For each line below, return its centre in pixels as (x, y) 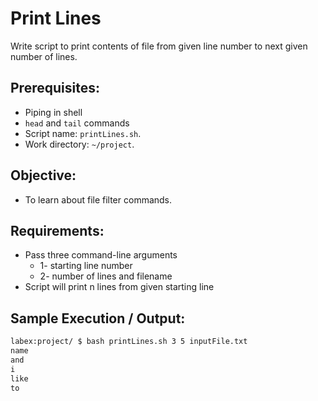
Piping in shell (53, 112)
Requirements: (57, 230)
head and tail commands (77, 123)
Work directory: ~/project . (79, 144)
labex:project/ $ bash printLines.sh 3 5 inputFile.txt (129, 342)
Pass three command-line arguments (101, 255)
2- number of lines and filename (106, 276)
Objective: (43, 175)
